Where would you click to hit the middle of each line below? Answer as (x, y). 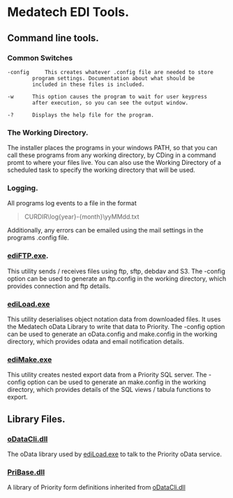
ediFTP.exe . (28, 256)
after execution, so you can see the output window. (111, 103)
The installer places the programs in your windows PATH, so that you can (112, 148)
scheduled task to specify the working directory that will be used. (101, 170)
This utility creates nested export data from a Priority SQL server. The (107, 375)
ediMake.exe (30, 359)
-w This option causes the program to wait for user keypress (107, 96)
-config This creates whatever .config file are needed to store (111, 72)
